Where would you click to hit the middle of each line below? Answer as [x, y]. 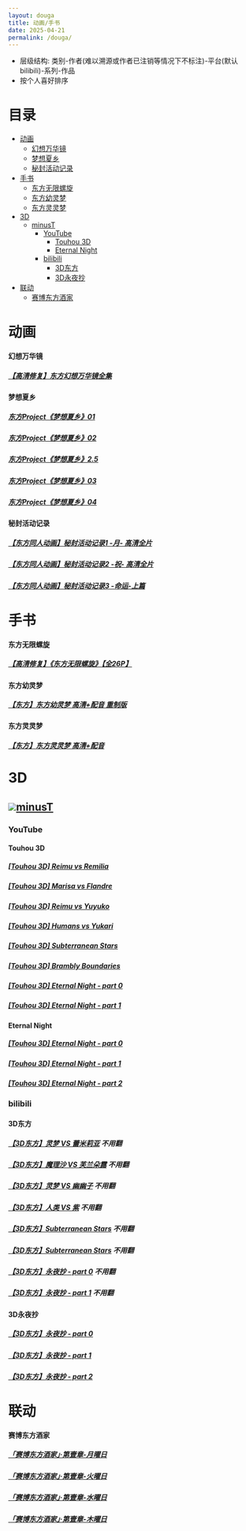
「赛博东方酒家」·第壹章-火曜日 [58, 1476]
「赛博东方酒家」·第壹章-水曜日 [58, 1497]
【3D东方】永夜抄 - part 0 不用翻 [62, 1271]
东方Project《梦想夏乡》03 [52, 480]
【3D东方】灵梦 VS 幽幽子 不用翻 [62, 1186]
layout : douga [32, 15]
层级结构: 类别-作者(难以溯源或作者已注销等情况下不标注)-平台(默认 [129, 61]
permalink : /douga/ [40, 37]
